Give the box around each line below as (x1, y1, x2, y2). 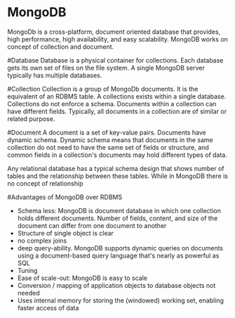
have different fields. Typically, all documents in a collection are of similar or (7, 107, 227, 115)
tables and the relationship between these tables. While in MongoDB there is (7, 172, 228, 180)
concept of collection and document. (7, 42, 114, 51)
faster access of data (17, 303, 79, 312)
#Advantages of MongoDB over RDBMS (7, 193, 123, 201)
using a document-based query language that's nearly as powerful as (17, 251, 220, 260)
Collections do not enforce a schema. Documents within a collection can (7, 99, 217, 108)
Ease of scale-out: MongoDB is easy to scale (17, 274, 147, 282)
